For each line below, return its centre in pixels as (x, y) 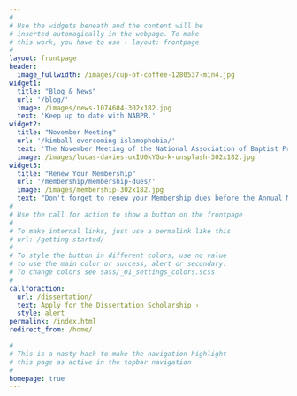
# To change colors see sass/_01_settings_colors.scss (112, 272)
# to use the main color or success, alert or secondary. (118, 264)
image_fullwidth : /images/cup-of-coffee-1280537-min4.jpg (126, 75)
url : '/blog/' (43, 99)
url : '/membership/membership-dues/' (87, 182)
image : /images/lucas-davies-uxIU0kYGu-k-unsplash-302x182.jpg (136, 157)
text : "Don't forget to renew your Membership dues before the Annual (150, 198)
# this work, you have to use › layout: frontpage (104, 42)
